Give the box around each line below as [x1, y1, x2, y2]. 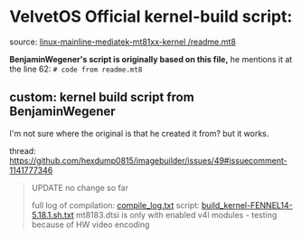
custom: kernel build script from [9, 90, 194, 105]
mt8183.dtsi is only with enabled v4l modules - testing [75, 209, 278, 220]
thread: [9, 145, 36, 156]
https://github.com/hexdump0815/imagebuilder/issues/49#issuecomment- [9, 155, 288, 166]
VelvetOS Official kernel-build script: [9, 6, 293, 27]
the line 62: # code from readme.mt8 [9, 63, 143, 74]
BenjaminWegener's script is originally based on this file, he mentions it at [9, 53, 293, 64]
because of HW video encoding [31, 219, 150, 230]
